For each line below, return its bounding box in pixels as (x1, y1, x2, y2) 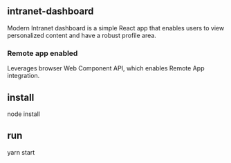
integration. (7, 72, 40, 80)
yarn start (7, 148, 35, 156)
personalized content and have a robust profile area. (7, 31, 157, 39)
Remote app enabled (7, 48, 78, 58)
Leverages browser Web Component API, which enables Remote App (7, 64, 205, 73)
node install (7, 110, 40, 118)
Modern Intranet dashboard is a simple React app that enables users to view (7, 23, 225, 32)
